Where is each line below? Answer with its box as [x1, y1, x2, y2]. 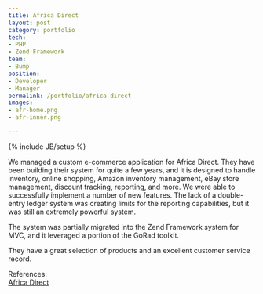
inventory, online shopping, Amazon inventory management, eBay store [8, 173, 239, 183]
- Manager [8, 84, 41, 93]
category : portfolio [8, 26, 76, 34]
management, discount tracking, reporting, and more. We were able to [8, 182, 236, 191]
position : [8, 70, 41, 78]
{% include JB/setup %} [8, 142, 86, 151]
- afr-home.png [8, 107, 58, 114]
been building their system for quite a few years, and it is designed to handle [8, 165, 256, 175]
